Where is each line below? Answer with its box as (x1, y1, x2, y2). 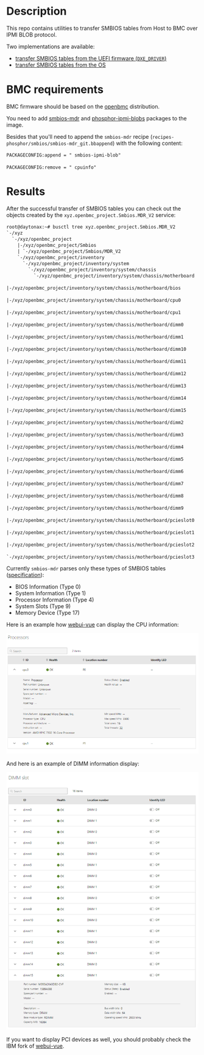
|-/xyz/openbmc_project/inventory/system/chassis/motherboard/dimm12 (6, 370, 187, 377)
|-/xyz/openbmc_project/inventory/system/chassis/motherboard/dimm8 (6, 493, 184, 499)
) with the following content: (112, 139, 183, 147)
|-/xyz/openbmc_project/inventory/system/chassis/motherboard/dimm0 (6, 322, 184, 328)
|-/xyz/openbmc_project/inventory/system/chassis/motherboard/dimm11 (6, 358, 187, 364)
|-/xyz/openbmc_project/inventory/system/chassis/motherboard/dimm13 (6, 383, 187, 389)
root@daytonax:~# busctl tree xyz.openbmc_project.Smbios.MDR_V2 (6, 224, 175, 230)
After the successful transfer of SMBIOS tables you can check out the (6, 205, 181, 212)
